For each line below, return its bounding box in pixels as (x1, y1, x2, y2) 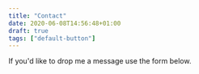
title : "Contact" (8, 11, 67, 20)
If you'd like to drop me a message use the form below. (8, 56, 192, 66)
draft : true (8, 27, 49, 35)
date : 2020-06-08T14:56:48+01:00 (8, 19, 121, 27)
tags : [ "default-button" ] (8, 34, 95, 43)
